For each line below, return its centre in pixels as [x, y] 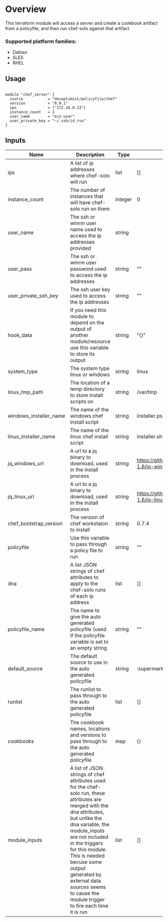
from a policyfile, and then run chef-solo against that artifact [67, 28]
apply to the [84, 583]
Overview [26, 9]
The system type [90, 368]
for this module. [88, 849]
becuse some [86, 862]
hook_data [20, 335]
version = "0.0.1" [39, 104]
